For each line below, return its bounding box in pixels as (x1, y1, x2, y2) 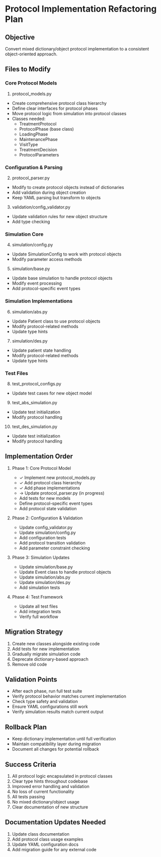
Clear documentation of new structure (12, 804, 88, 810)
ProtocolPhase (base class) (19, 126, 74, 132)
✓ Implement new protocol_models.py (19, 475, 96, 480)
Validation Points (5, 675, 58, 684)
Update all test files (19, 603, 58, 609)
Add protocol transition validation (19, 540, 86, 546)
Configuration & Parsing (5, 164, 63, 171)
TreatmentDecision (19, 147, 57, 153)
